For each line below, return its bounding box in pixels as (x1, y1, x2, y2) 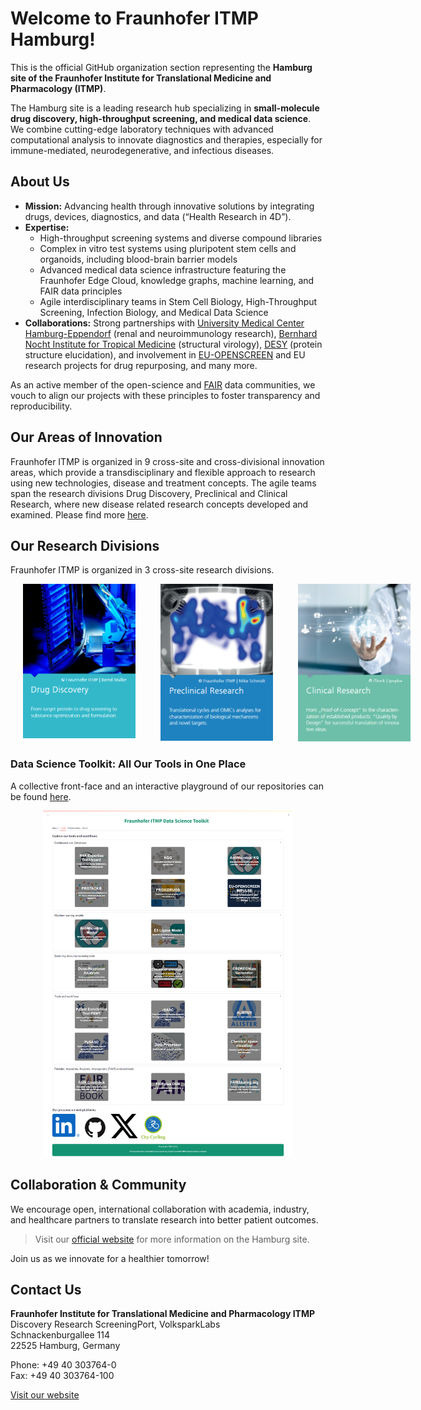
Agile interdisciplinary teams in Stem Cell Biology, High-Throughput (39, 295, 318, 307)
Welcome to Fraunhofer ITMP (10, 7, 259, 30)
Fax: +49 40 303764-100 (10, 1370, 115, 1382)
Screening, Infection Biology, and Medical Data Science (39, 306, 269, 318)
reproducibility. (10, 400, 73, 412)
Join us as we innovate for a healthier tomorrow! (10, 1252, 210, 1264)
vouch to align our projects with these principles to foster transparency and (10, 389, 321, 401)
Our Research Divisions (10, 537, 160, 554)
